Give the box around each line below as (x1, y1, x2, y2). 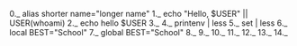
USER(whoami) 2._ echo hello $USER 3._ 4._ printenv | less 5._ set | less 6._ (9, 18, 288, 28)
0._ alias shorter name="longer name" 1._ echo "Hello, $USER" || (9, 9, 248, 19)
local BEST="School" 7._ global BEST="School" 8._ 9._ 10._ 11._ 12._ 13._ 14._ (9, 27, 288, 37)
